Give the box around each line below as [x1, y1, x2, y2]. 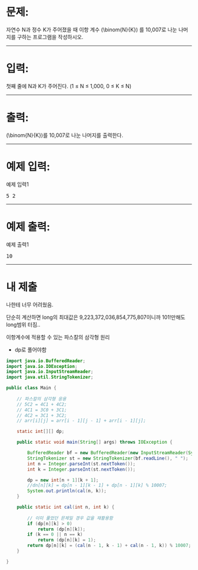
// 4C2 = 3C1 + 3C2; [16, 412, 67, 418]
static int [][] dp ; [16, 429, 65, 435]
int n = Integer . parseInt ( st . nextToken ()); [27, 461, 136, 467]
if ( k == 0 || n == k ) [27, 532, 83, 538]
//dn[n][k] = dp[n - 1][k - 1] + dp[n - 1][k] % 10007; [27, 483, 167, 488]
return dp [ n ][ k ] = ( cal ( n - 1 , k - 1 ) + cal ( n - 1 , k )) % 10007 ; [27, 543, 192, 549]
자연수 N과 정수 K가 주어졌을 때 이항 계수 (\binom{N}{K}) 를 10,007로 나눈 [6, 26, 178, 33]
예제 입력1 [6, 181, 29, 188]
